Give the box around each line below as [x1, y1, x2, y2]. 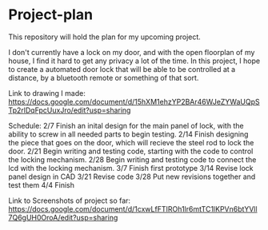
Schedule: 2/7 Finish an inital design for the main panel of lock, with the [8, 121, 244, 130]
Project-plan [8, 6, 94, 24]
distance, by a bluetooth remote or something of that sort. [8, 73, 199, 82]
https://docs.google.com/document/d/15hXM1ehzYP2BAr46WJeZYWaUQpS [8, 97, 260, 106]
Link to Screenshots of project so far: [8, 196, 130, 205]
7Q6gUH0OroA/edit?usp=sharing [8, 212, 118, 222]
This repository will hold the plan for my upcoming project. [8, 32, 202, 42]
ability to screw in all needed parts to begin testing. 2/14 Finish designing [8, 129, 249, 139]
